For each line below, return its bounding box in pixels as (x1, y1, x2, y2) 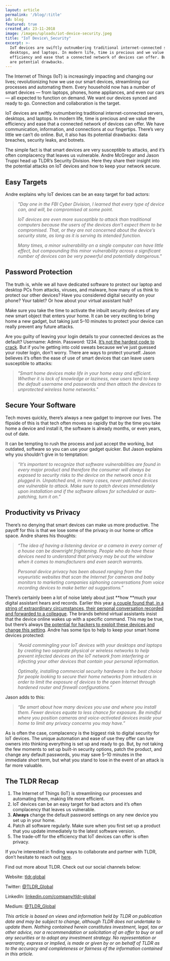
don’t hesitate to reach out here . (5, 854, 72, 860)
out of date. (5, 430, 29, 437)
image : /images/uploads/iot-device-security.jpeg (5, 31, 112, 36)
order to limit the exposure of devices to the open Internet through (17, 679, 156, 685)
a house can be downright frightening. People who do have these (17, 548, 155, 554)
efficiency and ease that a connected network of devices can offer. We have (5, 121, 164, 127)
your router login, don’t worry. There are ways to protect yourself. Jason (5, 349, 156, 355)
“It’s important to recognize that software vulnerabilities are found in (17, 461, 161, 467)
